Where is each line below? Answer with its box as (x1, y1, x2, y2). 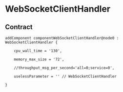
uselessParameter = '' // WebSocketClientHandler (14, 74, 117, 79)
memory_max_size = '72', (14, 57, 64, 62)
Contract (5, 23, 33, 31)
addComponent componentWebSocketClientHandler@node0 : (5, 36, 119, 40)
